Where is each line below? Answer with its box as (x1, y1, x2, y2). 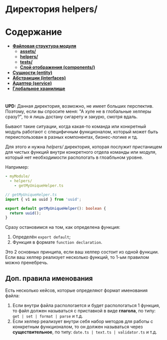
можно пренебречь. (5, 259, 48, 266)
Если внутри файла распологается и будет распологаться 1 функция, (12, 302, 160, 308)
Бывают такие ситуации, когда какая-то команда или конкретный (5, 124, 146, 130)
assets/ (19, 49, 36, 55)
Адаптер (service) (12, 80, 52, 86)
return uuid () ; (9, 210, 41, 216)
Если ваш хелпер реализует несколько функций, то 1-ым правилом (5, 254, 149, 260)
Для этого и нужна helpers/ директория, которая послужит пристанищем (5, 144, 162, 150)
